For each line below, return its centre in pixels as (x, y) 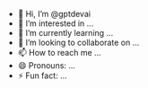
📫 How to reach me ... (59, 53)
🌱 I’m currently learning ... (65, 33)
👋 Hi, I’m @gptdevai (54, 14)
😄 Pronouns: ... (47, 66)
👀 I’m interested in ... (56, 23)
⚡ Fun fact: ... (42, 75)
